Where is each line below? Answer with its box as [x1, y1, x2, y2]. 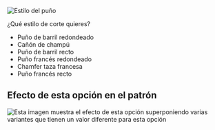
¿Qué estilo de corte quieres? [7, 20, 91, 28]
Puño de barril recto [17, 48, 74, 56]
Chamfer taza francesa [17, 63, 83, 70]
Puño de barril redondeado [17, 33, 94, 41]
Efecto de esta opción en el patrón [7, 89, 157, 101]
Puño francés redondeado [17, 55, 92, 63]
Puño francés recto [17, 69, 72, 78]
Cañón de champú [17, 41, 70, 48]
